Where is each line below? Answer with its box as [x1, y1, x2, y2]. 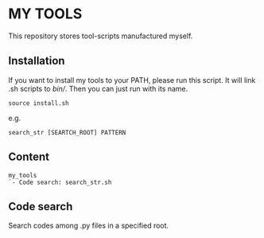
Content [8, 150, 50, 164]
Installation [8, 54, 65, 68]
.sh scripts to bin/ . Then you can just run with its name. [8, 84, 188, 93]
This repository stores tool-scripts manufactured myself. [8, 31, 193, 41]
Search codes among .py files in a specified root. [8, 220, 169, 231]
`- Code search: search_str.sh [8, 178, 112, 186]
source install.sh [8, 99, 69, 107]
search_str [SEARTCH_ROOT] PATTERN [8, 128, 126, 136]
